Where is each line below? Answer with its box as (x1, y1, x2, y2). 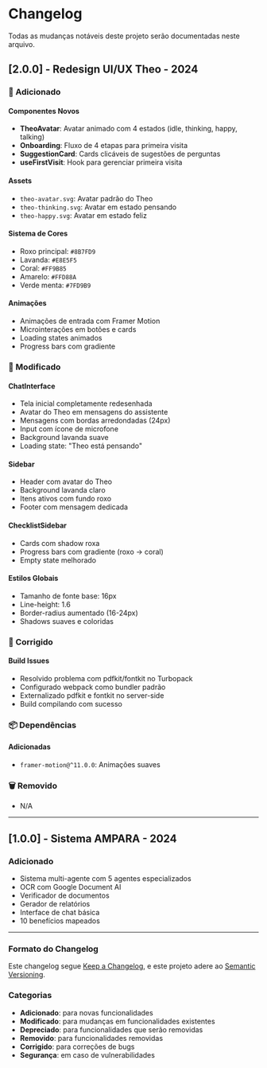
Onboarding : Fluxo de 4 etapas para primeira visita (19, 141, 188, 150)
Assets (8, 176, 33, 185)
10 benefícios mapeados (19, 916, 101, 926)
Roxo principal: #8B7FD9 (19, 246, 96, 255)
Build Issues (8, 656, 50, 665)
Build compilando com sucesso (19, 699, 123, 708)
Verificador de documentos (19, 891, 110, 900)
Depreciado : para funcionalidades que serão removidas (19, 1024, 203, 1035)
